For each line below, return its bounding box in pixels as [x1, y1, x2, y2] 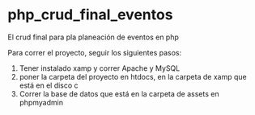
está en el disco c [19, 80, 79, 90]
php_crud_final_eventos [7, 6, 173, 24]
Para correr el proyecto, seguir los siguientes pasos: [7, 47, 182, 57]
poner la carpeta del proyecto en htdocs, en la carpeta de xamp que [19, 72, 248, 81]
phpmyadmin [19, 97, 64, 107]
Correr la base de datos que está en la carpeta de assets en [19, 88, 219, 98]
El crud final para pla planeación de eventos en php [7, 32, 180, 42]
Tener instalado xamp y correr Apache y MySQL [19, 63, 181, 73]
